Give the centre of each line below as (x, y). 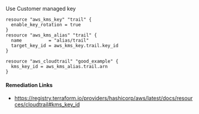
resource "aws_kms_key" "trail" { (49, 20)
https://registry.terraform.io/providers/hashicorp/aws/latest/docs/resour (103, 98)
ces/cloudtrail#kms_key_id (47, 104)
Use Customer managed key (41, 9)
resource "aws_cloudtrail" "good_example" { (62, 61)
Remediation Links (29, 85)
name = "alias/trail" (50, 41)
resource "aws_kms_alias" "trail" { (51, 35)
